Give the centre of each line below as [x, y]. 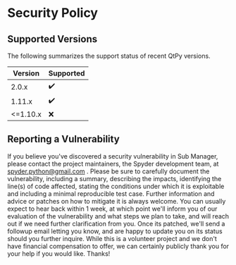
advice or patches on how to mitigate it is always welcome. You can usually [117, 201]
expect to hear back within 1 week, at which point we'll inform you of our [112, 209]
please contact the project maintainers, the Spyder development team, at [113, 164]
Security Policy [53, 13]
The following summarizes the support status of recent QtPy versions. [109, 56]
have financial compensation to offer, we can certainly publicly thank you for [118, 246]
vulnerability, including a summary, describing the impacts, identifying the [114, 178]
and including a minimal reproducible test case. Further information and [111, 193]
